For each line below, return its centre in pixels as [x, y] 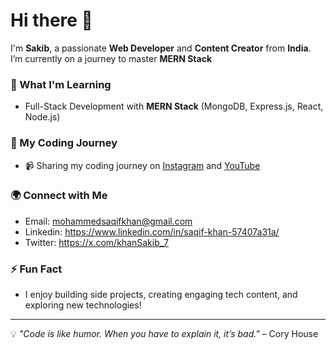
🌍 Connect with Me [59, 196]
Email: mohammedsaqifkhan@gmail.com [108, 221]
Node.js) [42, 117]
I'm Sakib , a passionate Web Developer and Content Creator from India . [161, 48]
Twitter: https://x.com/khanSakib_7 [97, 242]
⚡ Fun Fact [36, 269]
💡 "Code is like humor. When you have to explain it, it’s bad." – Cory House [164, 334]
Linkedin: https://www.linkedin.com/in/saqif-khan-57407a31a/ [152, 231]
